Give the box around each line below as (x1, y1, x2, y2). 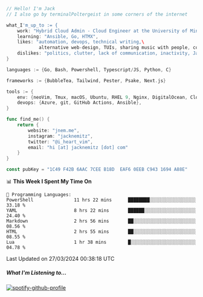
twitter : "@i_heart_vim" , (28, 139, 94, 145)
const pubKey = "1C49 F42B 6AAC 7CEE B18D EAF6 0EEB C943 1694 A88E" (6, 167, 188, 173)
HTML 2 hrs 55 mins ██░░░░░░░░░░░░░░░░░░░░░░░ (6, 229, 196, 235)
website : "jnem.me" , (28, 127, 80, 133)
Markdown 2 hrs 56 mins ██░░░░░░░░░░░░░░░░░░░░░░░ (6, 218, 196, 224)
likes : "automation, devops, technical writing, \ (17, 39, 145, 45)
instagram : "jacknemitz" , (28, 133, 94, 139)
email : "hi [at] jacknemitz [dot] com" (28, 144, 129, 150)
